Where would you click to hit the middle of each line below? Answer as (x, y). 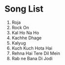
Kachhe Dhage (27, 38)
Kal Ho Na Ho (25, 32)
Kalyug (19, 43)
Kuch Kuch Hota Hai (32, 48)
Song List (24, 9)
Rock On (20, 27)
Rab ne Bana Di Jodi (32, 58)
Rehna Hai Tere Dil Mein (36, 53)
